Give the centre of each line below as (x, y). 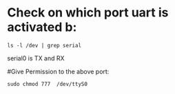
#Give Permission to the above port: (58, 71)
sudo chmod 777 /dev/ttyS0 (48, 84)
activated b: (42, 27)
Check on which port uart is (88, 13)
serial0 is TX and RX (36, 58)
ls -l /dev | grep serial (44, 45)
